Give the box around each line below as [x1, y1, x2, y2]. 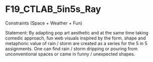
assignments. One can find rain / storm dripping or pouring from [5, 45, 138, 51]
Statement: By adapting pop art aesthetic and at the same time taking [5, 29, 148, 35]
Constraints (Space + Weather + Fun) [5, 20, 83, 26]
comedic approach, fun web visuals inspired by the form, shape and [5, 35, 146, 41]
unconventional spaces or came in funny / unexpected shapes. [5, 51, 135, 57]
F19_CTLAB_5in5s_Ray [5, 3, 101, 15]
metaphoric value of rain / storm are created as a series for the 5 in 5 [5, 40, 148, 46]
